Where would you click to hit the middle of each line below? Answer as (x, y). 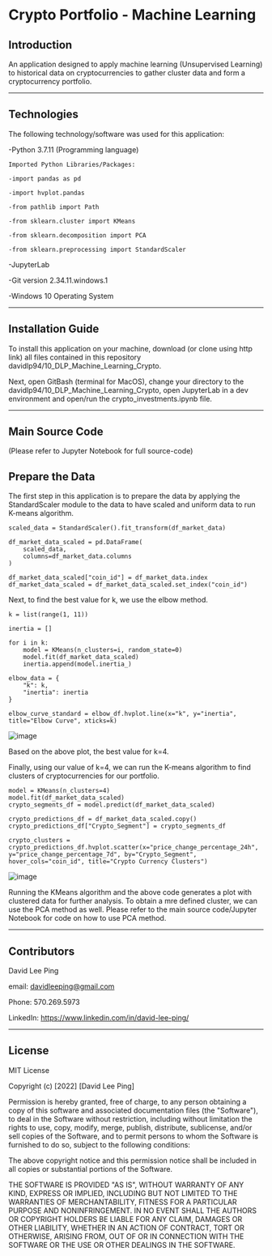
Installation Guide (54, 329)
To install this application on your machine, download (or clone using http (131, 348)
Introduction (40, 45)
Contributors (42, 951)
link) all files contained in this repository (75, 357)
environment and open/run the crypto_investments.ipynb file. (110, 398)
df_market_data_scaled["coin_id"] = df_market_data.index (108, 578)
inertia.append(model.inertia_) (77, 664)
